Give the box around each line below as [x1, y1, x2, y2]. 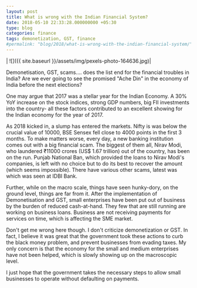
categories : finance [6, 31, 57, 36]
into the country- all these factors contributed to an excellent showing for [6, 105, 183, 112]
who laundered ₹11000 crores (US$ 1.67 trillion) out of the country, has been [6, 147, 190, 154]
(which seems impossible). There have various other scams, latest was [6, 166, 178, 173]
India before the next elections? [6, 81, 83, 88]
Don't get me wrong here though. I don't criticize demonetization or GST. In [6, 226, 188, 233]
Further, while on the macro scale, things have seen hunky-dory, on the [6, 184, 179, 191]
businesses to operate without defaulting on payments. [6, 275, 140, 282]
